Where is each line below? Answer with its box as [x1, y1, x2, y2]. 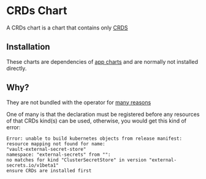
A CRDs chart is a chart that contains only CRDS [6, 24, 128, 31]
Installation [6, 42, 50, 52]
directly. [6, 64, 27, 72]
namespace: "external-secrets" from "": [6, 151, 112, 158]
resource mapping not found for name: [6, 140, 105, 147]
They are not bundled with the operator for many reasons [6, 99, 151, 106]
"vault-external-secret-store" [6, 146, 86, 152]
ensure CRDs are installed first [6, 167, 92, 173]
